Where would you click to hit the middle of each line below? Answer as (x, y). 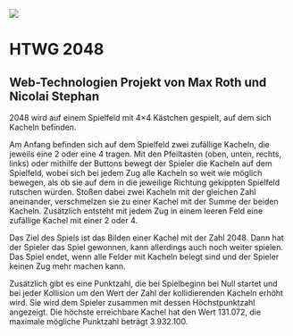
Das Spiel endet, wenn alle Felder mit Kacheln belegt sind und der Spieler (144, 256)
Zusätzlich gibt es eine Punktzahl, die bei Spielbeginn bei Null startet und (144, 283)
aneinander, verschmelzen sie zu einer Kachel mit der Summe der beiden (144, 202)
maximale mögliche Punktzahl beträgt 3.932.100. (99, 321)
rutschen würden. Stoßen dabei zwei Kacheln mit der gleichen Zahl (133, 192)
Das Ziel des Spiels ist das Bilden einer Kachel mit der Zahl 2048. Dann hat (146, 238)
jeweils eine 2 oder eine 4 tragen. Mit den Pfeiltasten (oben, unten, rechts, (146, 154)
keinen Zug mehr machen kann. (67, 266)
